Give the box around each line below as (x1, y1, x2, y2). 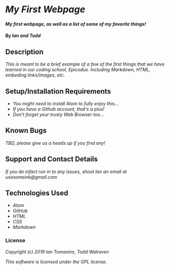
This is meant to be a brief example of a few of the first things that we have (5, 61, 165, 67)
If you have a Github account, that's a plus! (12, 106, 105, 112)
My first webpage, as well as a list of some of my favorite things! (5, 21, 146, 27)
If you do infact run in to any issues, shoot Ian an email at (5, 168, 127, 175)
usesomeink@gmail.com (5, 173, 57, 180)
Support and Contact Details (5, 155, 98, 164)
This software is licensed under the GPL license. (5, 258, 108, 265)
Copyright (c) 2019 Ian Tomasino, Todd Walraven (5, 248, 109, 255)
